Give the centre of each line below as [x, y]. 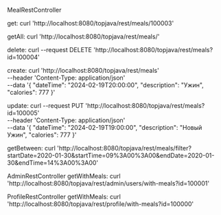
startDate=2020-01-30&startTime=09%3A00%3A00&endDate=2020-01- [111, 155]
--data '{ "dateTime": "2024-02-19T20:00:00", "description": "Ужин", [105, 85]
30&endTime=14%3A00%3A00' [53, 163]
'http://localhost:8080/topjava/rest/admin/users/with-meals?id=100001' [108, 183]
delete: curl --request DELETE [50, 50]
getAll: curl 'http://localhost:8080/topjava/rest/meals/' [83, 36]
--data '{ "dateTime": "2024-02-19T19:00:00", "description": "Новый [105, 127]
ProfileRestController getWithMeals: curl [64, 196]
